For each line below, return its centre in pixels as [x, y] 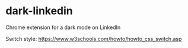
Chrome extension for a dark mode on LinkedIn [63, 27]
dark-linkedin [39, 11]
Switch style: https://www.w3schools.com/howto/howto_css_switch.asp [94, 39]
